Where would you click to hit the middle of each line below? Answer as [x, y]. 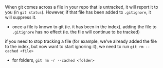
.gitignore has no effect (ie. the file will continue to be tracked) [76, 32]
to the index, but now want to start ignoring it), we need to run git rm [74, 46]
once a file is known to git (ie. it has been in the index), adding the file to [84, 27]
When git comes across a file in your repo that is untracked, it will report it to [81, 7]
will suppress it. [21, 17]
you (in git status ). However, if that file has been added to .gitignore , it [78, 12]
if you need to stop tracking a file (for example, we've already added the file [81, 41]
